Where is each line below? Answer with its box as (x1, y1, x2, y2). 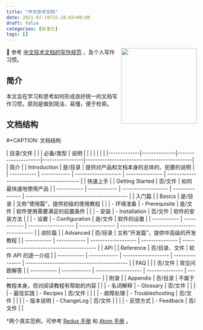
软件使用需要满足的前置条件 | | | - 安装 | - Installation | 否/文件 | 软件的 (16, 208, 190, 215)
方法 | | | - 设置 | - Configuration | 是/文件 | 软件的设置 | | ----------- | (11, 215, 182, 222)
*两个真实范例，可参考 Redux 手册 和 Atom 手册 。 (6, 317, 132, 325)
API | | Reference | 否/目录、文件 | (104, 244, 188, 251)
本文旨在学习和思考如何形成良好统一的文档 (6, 92, 112, 100)
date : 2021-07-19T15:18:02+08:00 (6, 14, 91, 21)
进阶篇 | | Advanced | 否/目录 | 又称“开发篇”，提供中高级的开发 (40, 229, 196, 236)
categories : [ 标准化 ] (6, 25, 58, 32)
